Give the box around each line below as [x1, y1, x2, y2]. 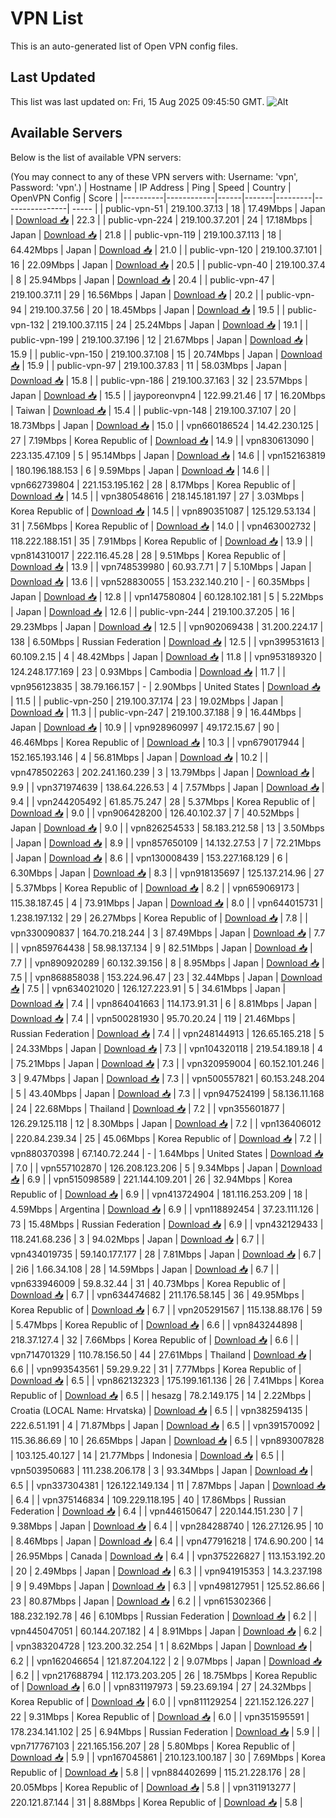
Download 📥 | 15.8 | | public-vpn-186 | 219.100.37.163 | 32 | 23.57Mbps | [10, 374, 308, 386]
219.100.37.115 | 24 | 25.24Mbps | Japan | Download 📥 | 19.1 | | [51, 318, 309, 331]
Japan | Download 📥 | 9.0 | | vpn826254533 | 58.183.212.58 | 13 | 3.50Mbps [10, 822, 325, 834]
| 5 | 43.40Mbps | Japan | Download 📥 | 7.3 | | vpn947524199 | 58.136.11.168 [10, 1087, 325, 1099]
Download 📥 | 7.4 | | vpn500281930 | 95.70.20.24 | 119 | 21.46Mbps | [10, 1012, 296, 1024]
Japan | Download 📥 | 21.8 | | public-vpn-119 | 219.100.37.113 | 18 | [10, 228, 282, 241]
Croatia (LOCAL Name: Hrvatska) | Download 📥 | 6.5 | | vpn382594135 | [10, 1404, 308, 1416]
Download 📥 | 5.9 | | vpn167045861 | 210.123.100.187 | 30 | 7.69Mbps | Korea [10, 1751, 326, 1763]
